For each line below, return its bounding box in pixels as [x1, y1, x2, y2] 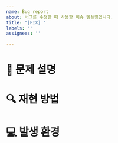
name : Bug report [6, 8, 49, 15]
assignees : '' [6, 31, 41, 37]
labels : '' [6, 25, 33, 31]
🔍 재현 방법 [6, 92, 60, 106]
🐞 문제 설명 [6, 63, 56, 77]
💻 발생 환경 [6, 125, 60, 139]
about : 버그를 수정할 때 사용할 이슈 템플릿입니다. [6, 14, 113, 20]
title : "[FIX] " [6, 19, 46, 25]
